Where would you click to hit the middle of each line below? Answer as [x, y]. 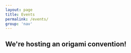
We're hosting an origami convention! [66, 44]
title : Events [20, 14]
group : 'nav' [19, 24]
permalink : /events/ [27, 19]
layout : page [19, 10]
